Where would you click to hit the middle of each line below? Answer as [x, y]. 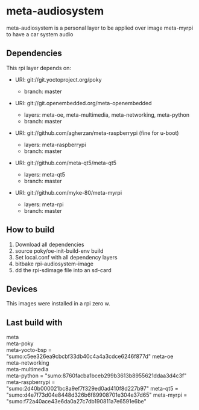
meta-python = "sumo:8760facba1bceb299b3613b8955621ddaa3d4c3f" [96, 376]
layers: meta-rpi [44, 204]
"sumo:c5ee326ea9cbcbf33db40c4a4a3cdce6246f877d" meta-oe [90, 356]
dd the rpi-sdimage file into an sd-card [63, 270]
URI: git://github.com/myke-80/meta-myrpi [68, 192]
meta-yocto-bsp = [29, 350]
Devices [22, 289]
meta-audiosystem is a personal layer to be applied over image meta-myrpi [100, 28]
